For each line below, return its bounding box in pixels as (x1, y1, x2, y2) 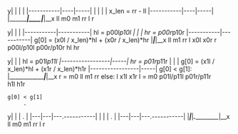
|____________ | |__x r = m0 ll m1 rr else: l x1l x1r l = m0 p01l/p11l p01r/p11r (7, 72, 212, 81)
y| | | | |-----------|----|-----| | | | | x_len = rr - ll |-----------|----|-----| (7, 7, 214, 15)
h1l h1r (7, 80, 26, 88)
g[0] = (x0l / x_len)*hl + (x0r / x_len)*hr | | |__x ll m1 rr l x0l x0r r (34, 36, 217, 44)
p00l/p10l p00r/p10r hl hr (7, 43, 80, 51)
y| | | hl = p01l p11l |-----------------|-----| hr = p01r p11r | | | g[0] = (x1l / (7, 57, 215, 66)
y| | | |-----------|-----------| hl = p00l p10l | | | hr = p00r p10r (7, 29, 185, 36)
